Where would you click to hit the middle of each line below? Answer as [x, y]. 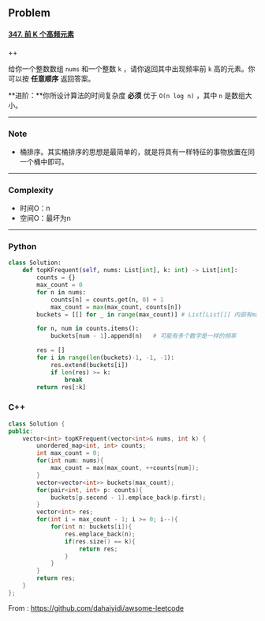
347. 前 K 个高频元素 [41, 34]
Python [22, 247]
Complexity [31, 190]
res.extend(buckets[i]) [89, 365]
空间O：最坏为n [45, 218]
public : [21, 431]
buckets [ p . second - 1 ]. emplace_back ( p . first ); [128, 498]
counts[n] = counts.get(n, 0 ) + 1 [107, 300]
